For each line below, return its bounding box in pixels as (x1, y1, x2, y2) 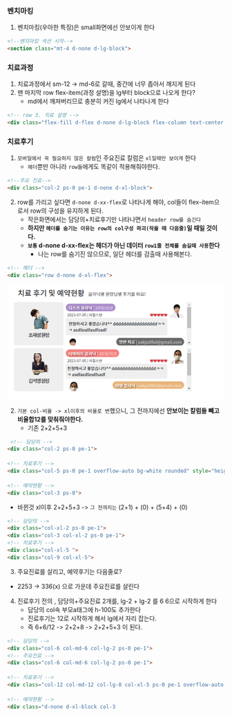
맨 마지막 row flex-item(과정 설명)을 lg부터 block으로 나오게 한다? (17, 89, 195, 97)
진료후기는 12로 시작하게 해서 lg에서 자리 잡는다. (27, 614, 157, 623)
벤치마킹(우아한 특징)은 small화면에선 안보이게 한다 (17, 23, 155, 32)
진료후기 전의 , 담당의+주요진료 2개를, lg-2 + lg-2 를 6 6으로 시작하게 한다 (17, 597, 217, 605)
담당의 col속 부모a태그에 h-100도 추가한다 (27, 605, 142, 614)
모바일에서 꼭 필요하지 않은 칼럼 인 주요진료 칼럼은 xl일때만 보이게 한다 (17, 154, 197, 162)
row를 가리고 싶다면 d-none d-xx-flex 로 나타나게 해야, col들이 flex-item (17, 198, 214, 206)
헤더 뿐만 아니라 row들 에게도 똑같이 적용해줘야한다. (27, 163, 160, 171)
